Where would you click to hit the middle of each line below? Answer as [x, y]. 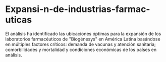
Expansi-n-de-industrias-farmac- [78, 9]
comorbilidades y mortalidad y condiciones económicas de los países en [81, 49]
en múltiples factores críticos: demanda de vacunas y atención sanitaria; [81, 44]
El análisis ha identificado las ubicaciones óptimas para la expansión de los [83, 33]
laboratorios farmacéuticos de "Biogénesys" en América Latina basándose [83, 39]
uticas [18, 20]
